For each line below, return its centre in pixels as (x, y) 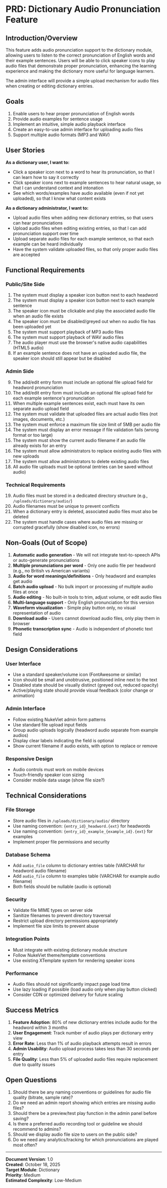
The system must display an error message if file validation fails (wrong (86, 430)
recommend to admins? (37, 1129)
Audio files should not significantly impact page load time (71, 984)
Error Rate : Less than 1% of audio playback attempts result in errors (82, 1043)
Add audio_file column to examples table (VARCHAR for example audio (86, 876)
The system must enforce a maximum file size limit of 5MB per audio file (86, 424)
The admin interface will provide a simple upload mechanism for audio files (82, 81)
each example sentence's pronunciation (54, 398)
